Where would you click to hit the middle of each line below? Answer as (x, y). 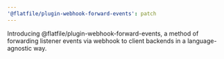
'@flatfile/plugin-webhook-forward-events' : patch (82, 14)
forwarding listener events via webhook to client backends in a (96, 41)
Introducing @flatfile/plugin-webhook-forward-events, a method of (103, 33)
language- (202, 41)
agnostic (20, 48)
